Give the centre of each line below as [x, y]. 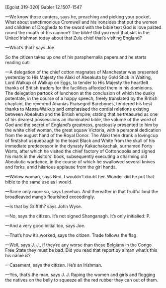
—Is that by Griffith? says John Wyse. [44, 206]
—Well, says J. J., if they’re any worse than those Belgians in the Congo [79, 245]
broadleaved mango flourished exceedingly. [50, 197]
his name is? [18, 255]
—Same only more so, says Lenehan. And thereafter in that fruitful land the [82, 191]
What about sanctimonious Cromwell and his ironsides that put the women [81, 22]
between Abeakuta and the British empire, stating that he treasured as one [82, 114]
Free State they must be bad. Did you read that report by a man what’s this [81, 250]
